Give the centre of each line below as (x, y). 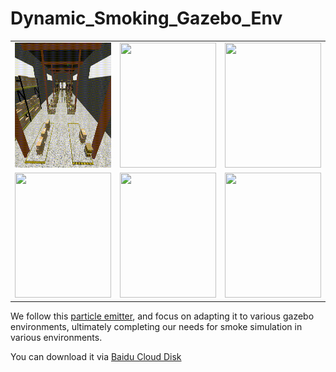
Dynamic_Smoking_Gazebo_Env (146, 18)
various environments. (56, 338)
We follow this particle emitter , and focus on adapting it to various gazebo (162, 316)
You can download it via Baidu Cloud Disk (96, 357)
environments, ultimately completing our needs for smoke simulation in (156, 327)
